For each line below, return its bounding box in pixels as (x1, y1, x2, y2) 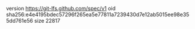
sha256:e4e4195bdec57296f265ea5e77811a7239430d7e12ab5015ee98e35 (6, 11, 190, 18)
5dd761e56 (6, 17, 34, 24)
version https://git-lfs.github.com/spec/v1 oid (6, 5, 116, 12)
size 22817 (34, 17, 61, 24)
